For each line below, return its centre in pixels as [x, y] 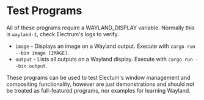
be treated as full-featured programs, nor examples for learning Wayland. [98, 90]
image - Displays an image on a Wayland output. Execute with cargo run [105, 46]
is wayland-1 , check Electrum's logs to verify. [63, 34]
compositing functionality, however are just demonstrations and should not [100, 84]
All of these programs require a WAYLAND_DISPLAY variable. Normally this [100, 28]
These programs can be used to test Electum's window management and [98, 77]
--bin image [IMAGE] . [42, 52]
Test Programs [44, 11]
